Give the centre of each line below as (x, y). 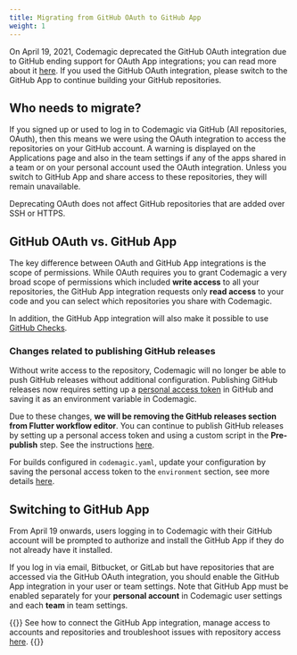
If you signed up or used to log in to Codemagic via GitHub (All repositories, (148, 130)
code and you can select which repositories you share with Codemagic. (141, 302)
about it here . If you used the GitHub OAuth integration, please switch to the (148, 70)
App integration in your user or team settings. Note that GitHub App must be (149, 586)
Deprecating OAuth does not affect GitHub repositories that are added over (147, 204)
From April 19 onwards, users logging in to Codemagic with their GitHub (141, 531)
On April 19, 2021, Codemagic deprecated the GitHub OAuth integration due (148, 51)
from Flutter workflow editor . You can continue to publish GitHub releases (146, 426)
